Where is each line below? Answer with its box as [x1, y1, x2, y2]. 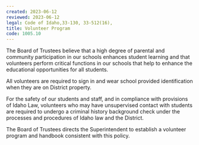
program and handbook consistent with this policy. [6, 132, 130, 140]
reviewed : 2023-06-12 [6, 14, 60, 20]
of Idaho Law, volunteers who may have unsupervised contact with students [6, 102, 193, 109]
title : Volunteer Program [6, 25, 70, 31]
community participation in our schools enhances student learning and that [6, 53, 190, 61]
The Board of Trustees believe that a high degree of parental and [6, 47, 165, 54]
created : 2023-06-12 [6, 8, 58, 15]
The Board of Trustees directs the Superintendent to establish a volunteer [6, 126, 187, 133]
